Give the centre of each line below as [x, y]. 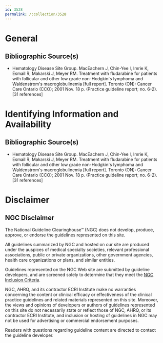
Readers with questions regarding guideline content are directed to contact [81, 330]
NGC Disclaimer [30, 218]
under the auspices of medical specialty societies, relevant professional [77, 250]
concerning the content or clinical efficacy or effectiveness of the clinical [79, 295]
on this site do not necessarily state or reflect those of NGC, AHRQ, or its [78, 310]
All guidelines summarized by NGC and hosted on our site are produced [77, 244]
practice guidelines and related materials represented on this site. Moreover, [82, 299]
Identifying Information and [62, 114]
